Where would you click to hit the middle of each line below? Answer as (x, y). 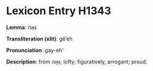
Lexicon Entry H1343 (59, 11)
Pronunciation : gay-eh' (35, 50)
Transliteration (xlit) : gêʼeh (39, 38)
